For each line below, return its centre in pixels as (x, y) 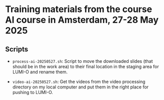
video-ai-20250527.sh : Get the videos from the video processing (79, 82)
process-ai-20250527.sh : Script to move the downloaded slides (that (83, 61)
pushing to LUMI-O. (33, 92)
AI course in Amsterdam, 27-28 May (82, 20)
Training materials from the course (79, 9)
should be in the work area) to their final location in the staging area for (85, 67)
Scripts (17, 49)
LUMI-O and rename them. (40, 72)
